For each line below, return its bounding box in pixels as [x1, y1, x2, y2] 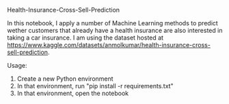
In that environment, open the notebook [16, 89, 129, 97]
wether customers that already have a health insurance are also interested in [7, 27, 223, 34]
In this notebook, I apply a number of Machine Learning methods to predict [7, 19, 219, 27]
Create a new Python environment [16, 75, 114, 83]
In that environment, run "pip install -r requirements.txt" [16, 82, 174, 90]
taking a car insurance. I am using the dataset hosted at [7, 34, 164, 42]
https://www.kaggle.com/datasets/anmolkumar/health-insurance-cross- [7, 41, 211, 49]
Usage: [7, 62, 27, 69]
